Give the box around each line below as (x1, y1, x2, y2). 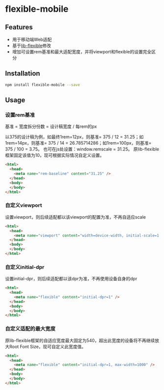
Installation (5, 70, 40, 78)
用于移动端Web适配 (12, 37, 52, 42)
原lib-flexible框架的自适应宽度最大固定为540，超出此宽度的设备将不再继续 (5, 337, 155, 343)
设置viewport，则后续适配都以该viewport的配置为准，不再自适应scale (5, 214, 146, 220)
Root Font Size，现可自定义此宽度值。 (9, 343, 86, 349)
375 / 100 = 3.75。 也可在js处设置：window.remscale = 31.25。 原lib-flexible (5, 146, 160, 152)
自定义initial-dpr (5, 264, 45, 270)
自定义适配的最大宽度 (5, 325, 55, 332)
